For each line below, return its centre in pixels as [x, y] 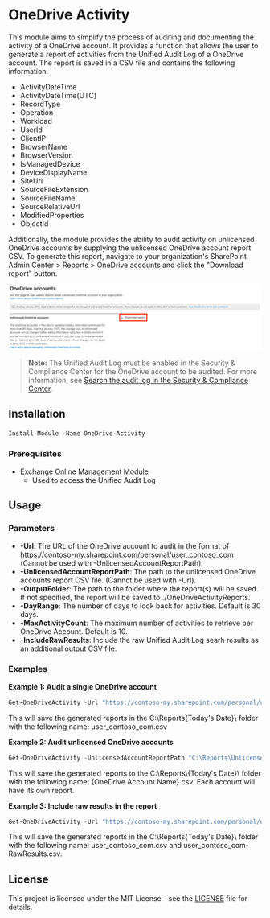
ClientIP [33, 138]
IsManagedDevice [50, 163]
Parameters [31, 529]
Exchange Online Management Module [84, 471]
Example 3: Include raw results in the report [83, 805]
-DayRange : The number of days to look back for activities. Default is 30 [140, 606]
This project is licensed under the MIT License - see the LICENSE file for [128, 899]
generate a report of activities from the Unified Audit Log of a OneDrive [126, 54]
